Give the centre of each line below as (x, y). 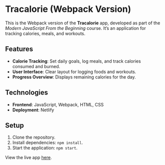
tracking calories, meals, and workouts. (45, 33)
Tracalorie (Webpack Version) (68, 9)
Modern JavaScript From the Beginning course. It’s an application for (76, 28)
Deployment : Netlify (33, 110)
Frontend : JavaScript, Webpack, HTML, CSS (58, 104)
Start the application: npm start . (45, 148)
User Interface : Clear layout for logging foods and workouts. (74, 72)
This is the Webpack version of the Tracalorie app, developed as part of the (83, 23)
